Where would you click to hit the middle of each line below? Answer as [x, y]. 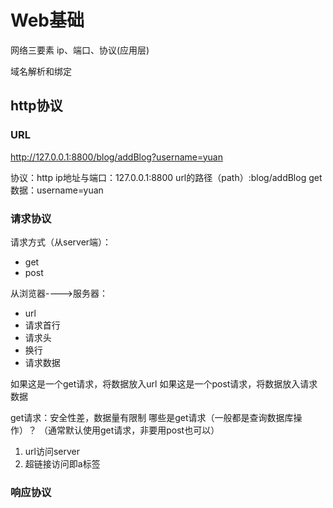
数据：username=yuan [57, 190]
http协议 [36, 106]
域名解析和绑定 [41, 71]
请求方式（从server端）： [61, 242]
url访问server [52, 451]
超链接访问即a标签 [62, 463]
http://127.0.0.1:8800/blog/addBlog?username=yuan [116, 157]
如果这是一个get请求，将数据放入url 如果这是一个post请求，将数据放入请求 [164, 383]
